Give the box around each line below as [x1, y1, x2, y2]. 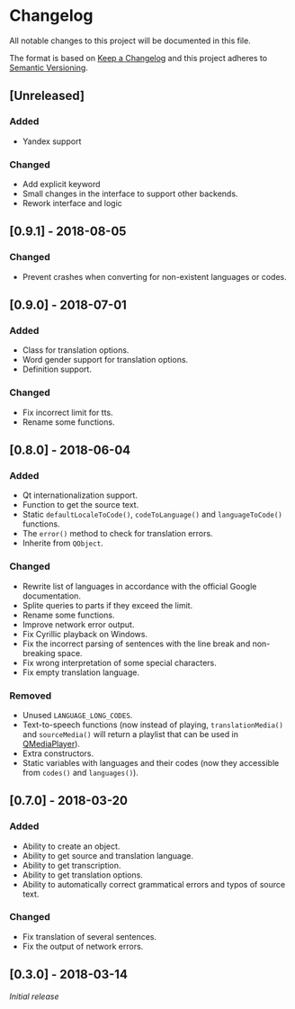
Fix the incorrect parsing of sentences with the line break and [22, 638, 251, 649]
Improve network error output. [22, 618, 135, 630]
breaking [22, 647, 56, 658]
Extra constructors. [22, 748, 94, 759]
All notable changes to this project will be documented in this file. [9, 35, 252, 46]
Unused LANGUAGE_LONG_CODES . [22, 709, 133, 720]
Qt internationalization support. [22, 490, 138, 500]
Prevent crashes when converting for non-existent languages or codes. [22, 271, 287, 282]
